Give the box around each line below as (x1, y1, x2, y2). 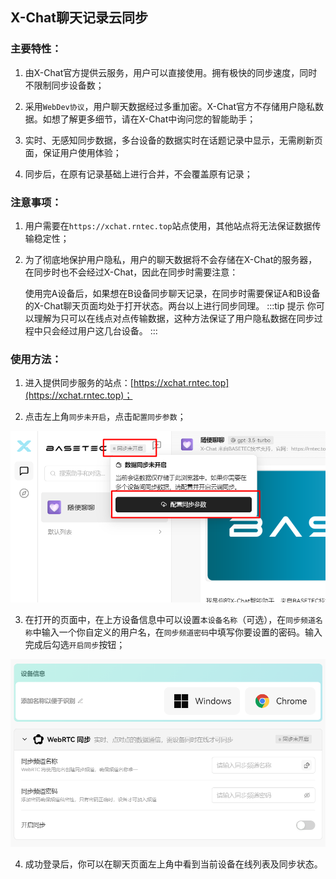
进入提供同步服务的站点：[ (24, 377, 134, 389)
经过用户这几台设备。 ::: (59, 324, 158, 337)
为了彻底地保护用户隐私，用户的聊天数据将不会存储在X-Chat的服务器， (24, 253, 318, 265)
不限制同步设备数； (24, 79, 105, 91)
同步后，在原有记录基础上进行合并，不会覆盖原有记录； (24, 168, 253, 180)
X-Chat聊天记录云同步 (10, 9, 148, 27)
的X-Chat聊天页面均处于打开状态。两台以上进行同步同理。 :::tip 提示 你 (24, 299, 317, 312)
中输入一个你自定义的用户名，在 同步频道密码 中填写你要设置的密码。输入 (32, 626, 323, 638)
